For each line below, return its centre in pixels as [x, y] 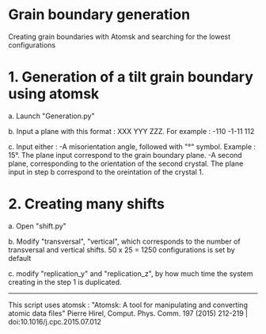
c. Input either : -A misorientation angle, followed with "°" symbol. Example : [132, 146]
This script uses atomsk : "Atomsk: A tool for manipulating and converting [128, 305]
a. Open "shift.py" [38, 226]
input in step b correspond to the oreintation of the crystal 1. [106, 171]
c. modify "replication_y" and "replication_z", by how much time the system [131, 273]
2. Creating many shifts [86, 204]
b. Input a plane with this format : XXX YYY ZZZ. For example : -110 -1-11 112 [131, 131]
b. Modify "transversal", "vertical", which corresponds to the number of [124, 241]
